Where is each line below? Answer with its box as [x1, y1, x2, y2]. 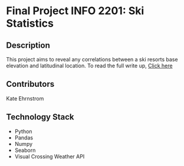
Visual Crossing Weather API [14, 152, 85, 160]
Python [14, 128, 32, 135]
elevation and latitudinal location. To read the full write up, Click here [6, 62, 173, 69]
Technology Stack [6, 112, 74, 122]
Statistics [6, 17, 54, 30]
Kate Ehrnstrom [6, 95, 44, 102]
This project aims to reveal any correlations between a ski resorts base [6, 56, 178, 63]
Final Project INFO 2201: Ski [6, 4, 144, 18]
